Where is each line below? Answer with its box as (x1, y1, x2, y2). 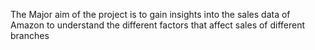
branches (10, 30, 50, 41)
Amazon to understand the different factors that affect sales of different (10, 19, 306, 31)
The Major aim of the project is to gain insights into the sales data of (10, 9, 291, 20)
